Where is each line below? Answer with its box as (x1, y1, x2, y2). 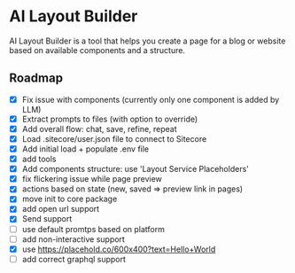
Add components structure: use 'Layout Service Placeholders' (21, 164, 250, 175)
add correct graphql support (21, 253, 127, 264)
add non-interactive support (21, 233, 126, 245)
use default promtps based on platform (21, 223, 166, 234)
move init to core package (21, 193, 118, 205)
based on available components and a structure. (9, 44, 186, 55)
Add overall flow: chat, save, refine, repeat (21, 123, 177, 134)
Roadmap (9, 71, 64, 86)
